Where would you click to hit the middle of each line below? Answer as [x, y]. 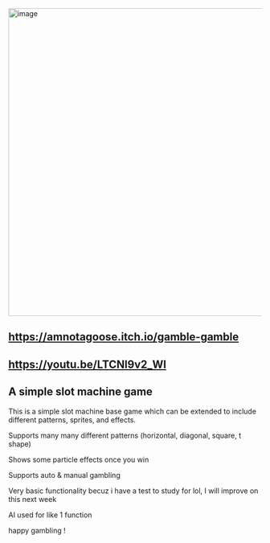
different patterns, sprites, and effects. [72, 420]
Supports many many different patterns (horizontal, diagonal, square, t [125, 435]
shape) [20, 444]
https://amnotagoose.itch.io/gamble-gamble [124, 337]
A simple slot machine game [80, 392]
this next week [33, 499]
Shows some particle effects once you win [79, 459]
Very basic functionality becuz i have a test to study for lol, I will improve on [133, 491]
